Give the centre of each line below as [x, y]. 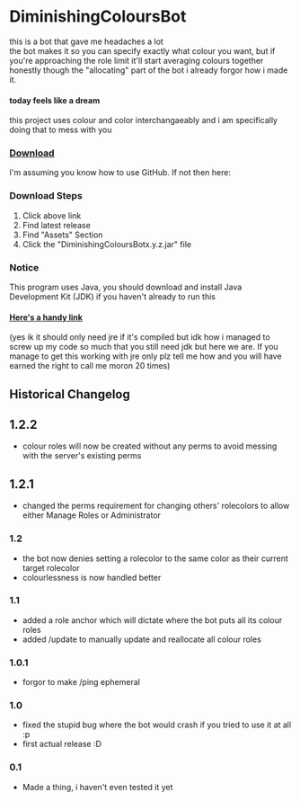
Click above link [52, 215]
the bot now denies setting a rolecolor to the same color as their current [155, 558]
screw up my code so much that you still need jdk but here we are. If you [144, 347]
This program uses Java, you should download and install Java [126, 287]
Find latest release [57, 225]
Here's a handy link [46, 317]
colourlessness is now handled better [92, 577]
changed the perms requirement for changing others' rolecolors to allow [156, 506]
